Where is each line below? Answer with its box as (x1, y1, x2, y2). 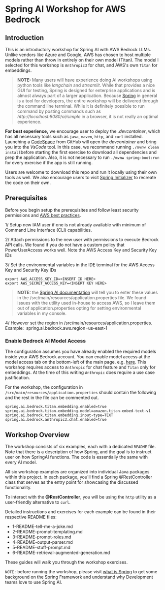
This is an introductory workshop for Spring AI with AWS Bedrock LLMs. (5, 47, 151, 52)
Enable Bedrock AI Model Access (5, 337, 86, 344)
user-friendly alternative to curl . (5, 499, 71, 505)
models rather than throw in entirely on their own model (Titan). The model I (5, 57, 159, 62)
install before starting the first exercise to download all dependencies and (5, 149, 157, 155)
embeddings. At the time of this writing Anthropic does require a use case (5, 370, 155, 375)
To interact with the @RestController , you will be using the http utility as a (5, 494, 157, 500)
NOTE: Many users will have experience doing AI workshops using (17, 77, 153, 83)
